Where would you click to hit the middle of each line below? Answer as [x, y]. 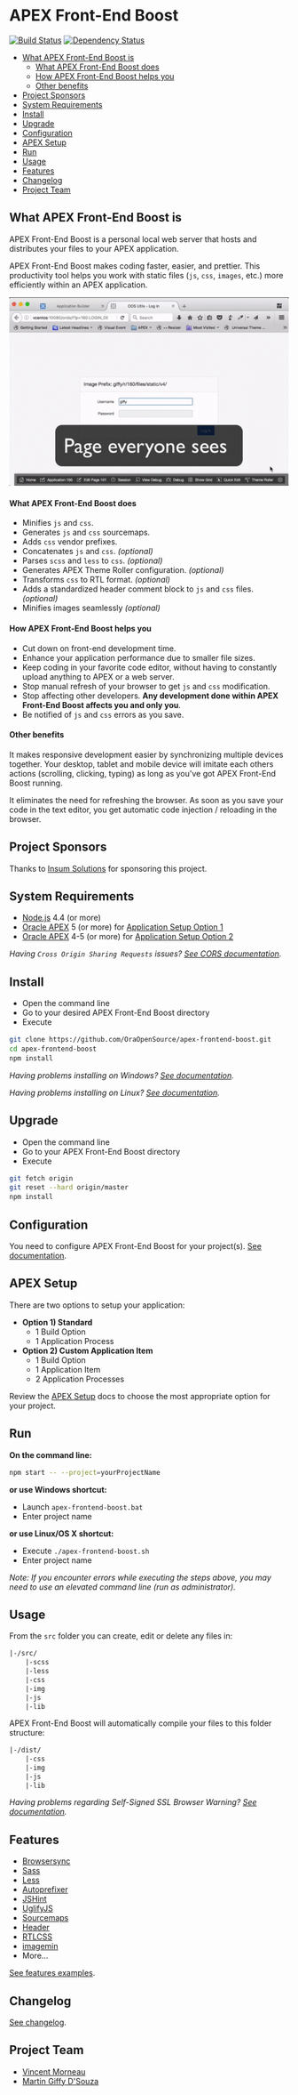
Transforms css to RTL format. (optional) [96, 580]
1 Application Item [68, 1369]
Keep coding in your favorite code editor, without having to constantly [149, 667]
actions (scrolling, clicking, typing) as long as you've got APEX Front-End [143, 773]
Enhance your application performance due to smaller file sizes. [138, 657]
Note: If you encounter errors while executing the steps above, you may [141, 1577]
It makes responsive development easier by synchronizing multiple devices [146, 754]
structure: [27, 1733]
